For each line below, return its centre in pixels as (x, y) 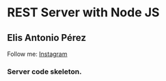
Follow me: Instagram (37, 54)
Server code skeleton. (44, 71)
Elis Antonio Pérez (47, 38)
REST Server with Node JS (83, 13)
